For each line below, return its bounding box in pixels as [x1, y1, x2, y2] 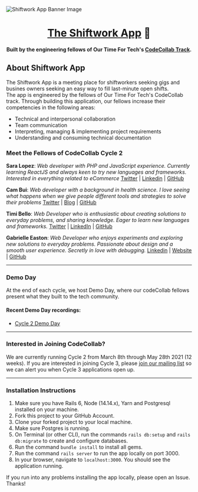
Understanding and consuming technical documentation [14, 134, 151, 141]
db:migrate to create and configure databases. [14, 437, 128, 445]
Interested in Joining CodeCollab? [6, 340, 105, 348]
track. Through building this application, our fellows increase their [6, 97, 166, 105]
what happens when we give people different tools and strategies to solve [6, 193, 187, 200]
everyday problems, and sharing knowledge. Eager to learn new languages [6, 217, 190, 224]
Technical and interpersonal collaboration [14, 115, 116, 122]
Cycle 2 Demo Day [14, 320, 61, 327]
